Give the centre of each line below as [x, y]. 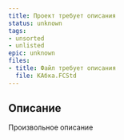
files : [19, 61]
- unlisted [26, 46]
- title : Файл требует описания [62, 68]
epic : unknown [32, 53]
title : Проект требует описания [62, 16]
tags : [17, 31]
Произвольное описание [51, 128]
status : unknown [35, 23]
